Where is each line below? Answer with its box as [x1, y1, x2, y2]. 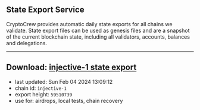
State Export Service [6, 5, 85, 15]
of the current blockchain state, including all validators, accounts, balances [6, 33, 190, 40]
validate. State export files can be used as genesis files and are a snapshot [6, 27, 190, 34]
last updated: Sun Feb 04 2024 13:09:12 [14, 78, 113, 85]
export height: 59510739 [14, 90, 73, 98]
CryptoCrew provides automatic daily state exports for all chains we [6, 20, 173, 27]
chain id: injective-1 [14, 84, 67, 92]
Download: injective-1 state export [6, 62, 137, 73]
